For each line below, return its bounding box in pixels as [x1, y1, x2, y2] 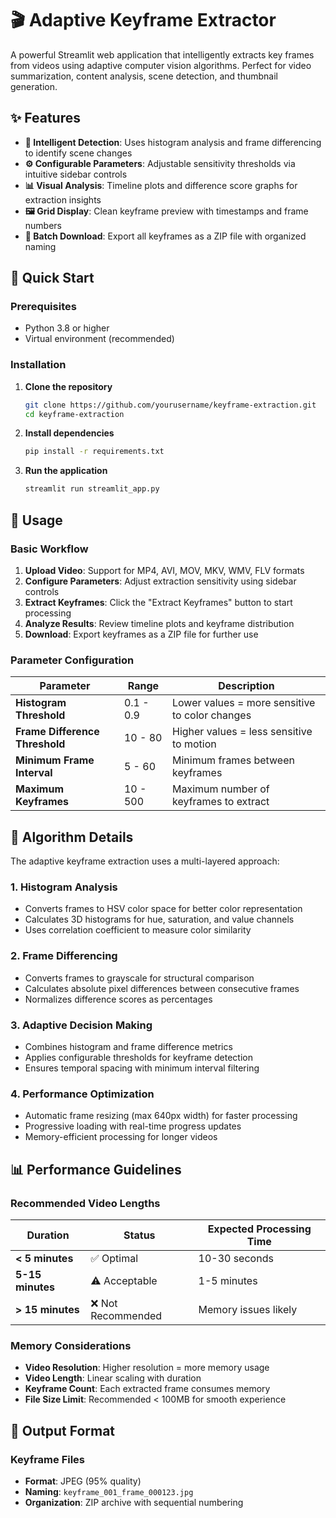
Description [218, 679, 275, 693]
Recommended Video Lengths [10, 1196, 161, 1210]
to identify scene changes [24, 147, 133, 159]
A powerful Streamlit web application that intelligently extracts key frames [10, 48, 315, 61]
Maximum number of [171, 782, 270, 796]
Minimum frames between [171, 753, 295, 767]
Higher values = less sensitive [171, 725, 313, 739]
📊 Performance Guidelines [10, 1161, 182, 1178]
